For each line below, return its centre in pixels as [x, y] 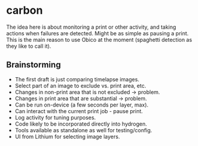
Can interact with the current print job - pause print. [79, 111]
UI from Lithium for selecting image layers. [67, 136]
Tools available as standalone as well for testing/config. [83, 130]
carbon [25, 10]
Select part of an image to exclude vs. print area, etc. [80, 86]
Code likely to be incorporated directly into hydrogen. [81, 124]
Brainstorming [34, 65]
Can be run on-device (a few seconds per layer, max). [82, 105]
